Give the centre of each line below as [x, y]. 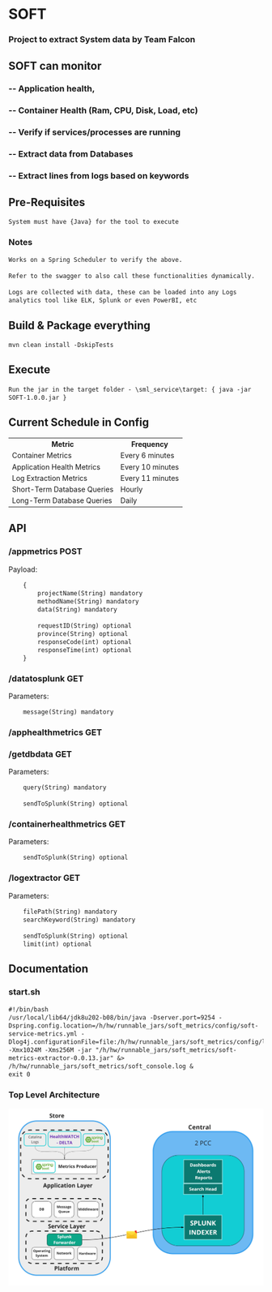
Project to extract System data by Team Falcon [102, 40]
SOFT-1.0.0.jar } [38, 397]
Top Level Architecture [54, 1095]
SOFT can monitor [55, 66]
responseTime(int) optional [85, 650]
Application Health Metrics [56, 466]
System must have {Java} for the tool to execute [94, 221]
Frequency [149, 444]
